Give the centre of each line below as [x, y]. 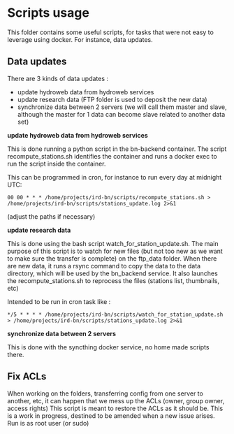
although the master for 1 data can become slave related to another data [121, 114]
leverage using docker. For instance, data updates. [80, 39]
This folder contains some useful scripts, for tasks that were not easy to [111, 32]
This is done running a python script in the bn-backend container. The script [117, 149]
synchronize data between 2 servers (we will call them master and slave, [122, 107]
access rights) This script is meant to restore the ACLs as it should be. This [115, 408]
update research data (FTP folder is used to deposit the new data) [112, 99]
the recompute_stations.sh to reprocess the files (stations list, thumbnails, [114, 280]
